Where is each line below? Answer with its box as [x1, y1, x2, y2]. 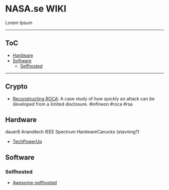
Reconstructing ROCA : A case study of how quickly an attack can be [12, 96, 155, 102]
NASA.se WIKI [5, 3, 66, 15]
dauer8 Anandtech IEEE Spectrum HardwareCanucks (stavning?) [5, 129, 140, 135]
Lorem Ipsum [5, 20, 33, 26]
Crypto [5, 82, 28, 91]
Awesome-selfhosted [12, 179, 57, 186]
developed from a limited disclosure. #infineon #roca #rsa [12, 101, 133, 107]
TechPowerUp [12, 139, 42, 145]
